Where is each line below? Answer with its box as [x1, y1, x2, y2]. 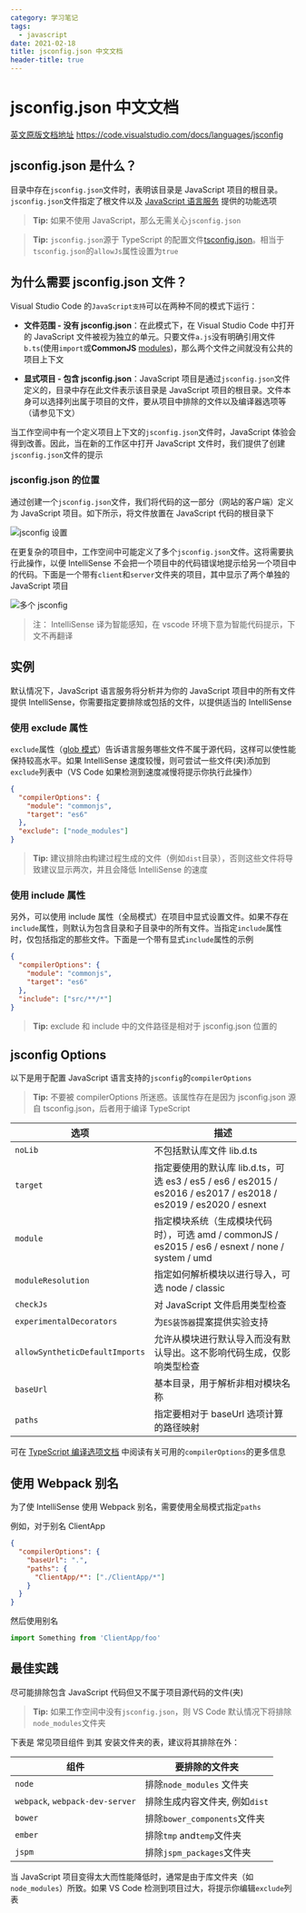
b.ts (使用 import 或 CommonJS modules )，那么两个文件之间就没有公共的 [23, 342, 293, 353]
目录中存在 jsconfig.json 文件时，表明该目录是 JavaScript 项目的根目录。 [10, 183, 283, 195]
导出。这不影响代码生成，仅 [163, 1346, 282, 1359]
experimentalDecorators [15, 1316, 118, 1326]
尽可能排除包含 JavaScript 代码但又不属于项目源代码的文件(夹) [10, 1686, 244, 1698]
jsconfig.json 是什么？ [10, 158, 137, 173]
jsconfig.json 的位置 [10, 474, 101, 487]
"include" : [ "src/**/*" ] [18, 994, 113, 1003]
